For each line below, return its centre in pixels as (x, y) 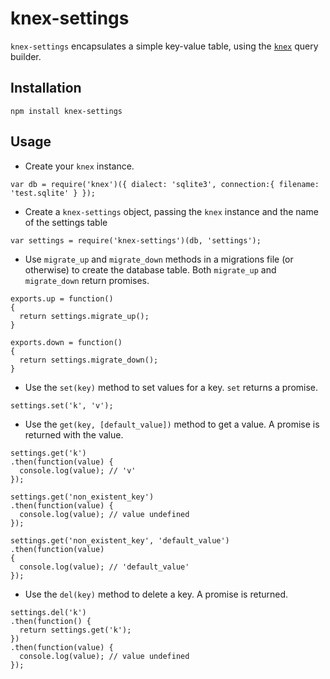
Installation (46, 88)
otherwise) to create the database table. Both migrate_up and (150, 269)
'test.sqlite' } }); (53, 193)
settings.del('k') (48, 612)
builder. (26, 56)
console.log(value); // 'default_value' (104, 567)
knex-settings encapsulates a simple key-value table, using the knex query (164, 46)
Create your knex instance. (79, 166)
